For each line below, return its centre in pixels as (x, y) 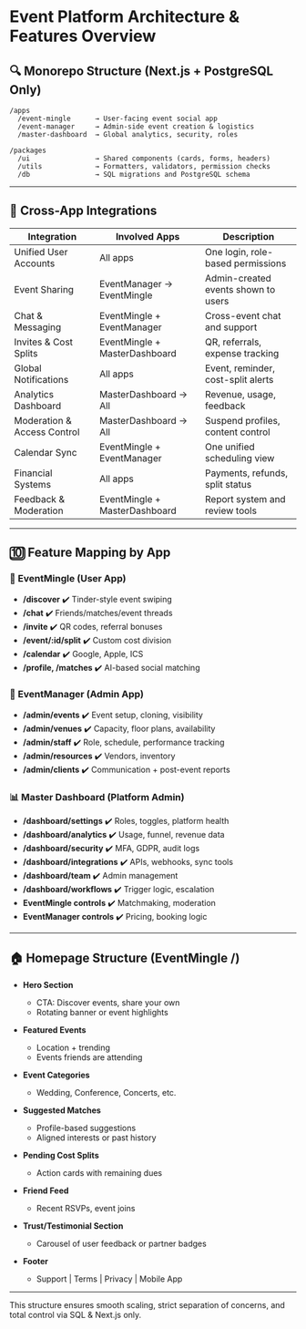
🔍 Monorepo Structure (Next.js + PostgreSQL (142, 71)
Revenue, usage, (240, 394)
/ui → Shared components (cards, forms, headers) (144, 159)
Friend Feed (46, 1190)
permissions (260, 263)
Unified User (41, 252)
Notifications (41, 379)
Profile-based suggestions (86, 1128)
